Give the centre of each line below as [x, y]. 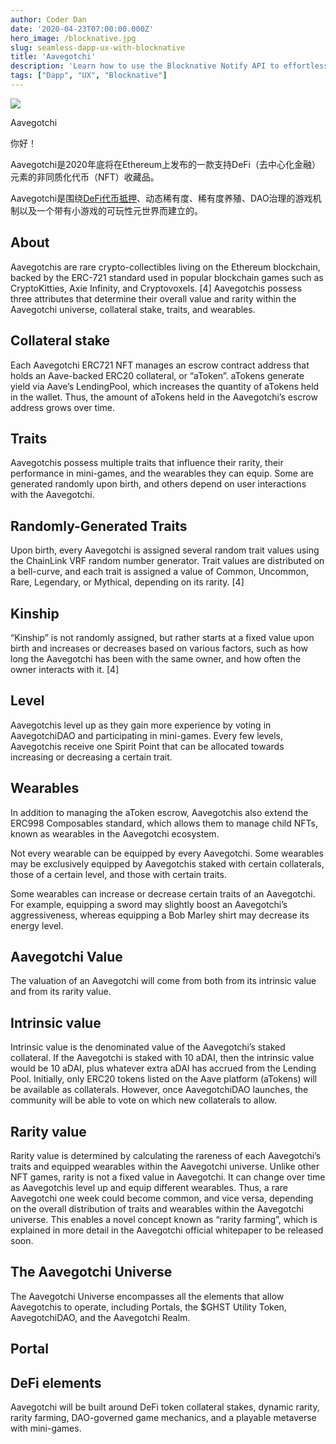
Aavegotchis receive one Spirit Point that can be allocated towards [147, 746]
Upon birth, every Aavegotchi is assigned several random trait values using [165, 550]
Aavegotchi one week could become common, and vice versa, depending [162, 1198]
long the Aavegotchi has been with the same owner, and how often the [156, 658]
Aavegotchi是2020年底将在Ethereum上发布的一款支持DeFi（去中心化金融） [166, 164]
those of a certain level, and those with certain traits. [118, 874]
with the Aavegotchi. [52, 495]
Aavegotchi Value [66, 956]
